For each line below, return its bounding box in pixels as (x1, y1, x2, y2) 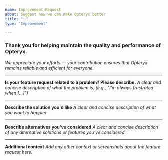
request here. (5, 149, 33, 155)
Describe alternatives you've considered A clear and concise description (5, 124, 158, 130)
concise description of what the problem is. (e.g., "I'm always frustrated (5, 84, 154, 90)
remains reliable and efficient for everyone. (5, 65, 94, 71)
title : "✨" (5, 16, 29, 21)
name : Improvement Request (5, 7, 61, 12)
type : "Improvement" (5, 21, 48, 26)
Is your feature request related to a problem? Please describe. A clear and (5, 79, 161, 85)
